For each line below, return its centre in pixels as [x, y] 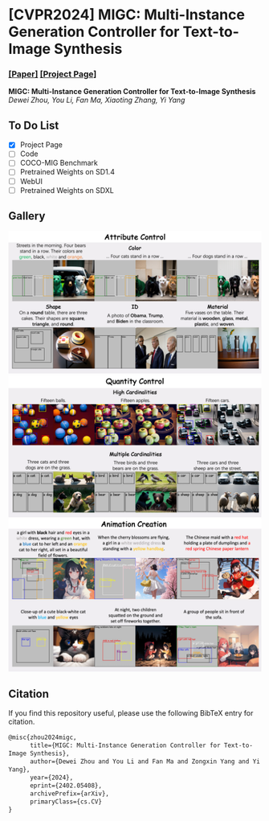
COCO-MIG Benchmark [59, 163]
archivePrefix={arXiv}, [69, 794]
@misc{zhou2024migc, [43, 737]
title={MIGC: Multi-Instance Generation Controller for [125, 745]
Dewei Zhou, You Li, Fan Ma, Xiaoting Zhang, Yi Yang [97, 100]
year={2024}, [51, 778]
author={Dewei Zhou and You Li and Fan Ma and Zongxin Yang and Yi [145, 761]
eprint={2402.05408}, [66, 786]
